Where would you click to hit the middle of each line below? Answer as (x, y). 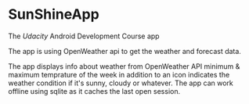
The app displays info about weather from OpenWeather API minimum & (124, 66)
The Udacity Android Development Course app (84, 36)
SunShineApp (54, 14)
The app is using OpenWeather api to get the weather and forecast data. (125, 51)
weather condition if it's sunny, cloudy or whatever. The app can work (121, 83)
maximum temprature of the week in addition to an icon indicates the (119, 74)
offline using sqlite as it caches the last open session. (94, 91)
